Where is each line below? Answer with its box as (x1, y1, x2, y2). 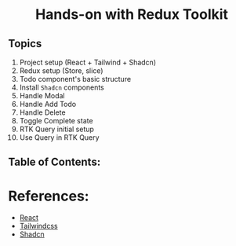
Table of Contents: (8, 156, 101, 169)
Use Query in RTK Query (19, 133, 100, 142)
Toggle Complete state (19, 116, 93, 125)
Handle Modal (19, 91, 65, 100)
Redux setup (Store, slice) (19, 66, 103, 75)
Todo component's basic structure (19, 75, 132, 83)
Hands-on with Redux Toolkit (34, 6, 229, 24)
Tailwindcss (19, 222, 58, 231)
